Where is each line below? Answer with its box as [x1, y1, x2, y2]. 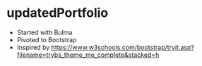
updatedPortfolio [6, 5, 109, 21]
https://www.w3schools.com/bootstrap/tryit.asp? [51, 43, 195, 51]
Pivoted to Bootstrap [16, 35, 77, 44]
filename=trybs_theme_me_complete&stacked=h [16, 51, 160, 59]
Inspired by [16, 43, 50, 51]
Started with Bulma [16, 28, 73, 37]
